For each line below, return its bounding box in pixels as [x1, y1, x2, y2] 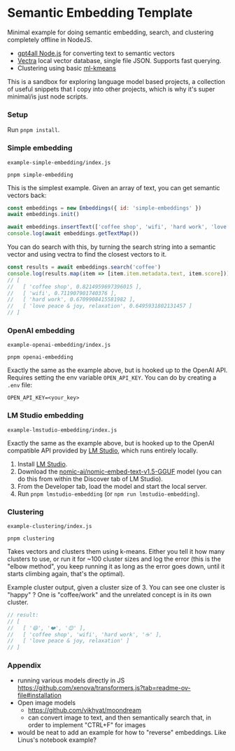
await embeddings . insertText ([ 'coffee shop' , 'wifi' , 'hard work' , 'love [7, 224, 227, 231]
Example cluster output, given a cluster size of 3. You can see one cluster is [7, 582, 225, 592]
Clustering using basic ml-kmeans [17, 64, 117, 72]
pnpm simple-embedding [7, 171, 73, 178]
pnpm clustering [7, 535, 55, 542]
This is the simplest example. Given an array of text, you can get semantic [7, 183, 220, 192]
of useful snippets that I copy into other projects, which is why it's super [7, 85, 215, 93]
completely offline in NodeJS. [7, 35, 93, 43]
